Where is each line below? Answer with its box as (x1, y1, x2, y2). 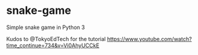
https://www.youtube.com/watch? (107, 35, 192, 42)
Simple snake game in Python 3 (6, 24, 85, 31)
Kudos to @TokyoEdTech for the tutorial (6, 35, 106, 42)
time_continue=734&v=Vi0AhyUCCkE (6, 42, 100, 49)
